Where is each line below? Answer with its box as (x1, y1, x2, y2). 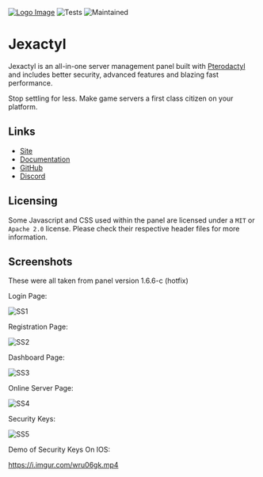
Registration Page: (8, 322, 69, 332)
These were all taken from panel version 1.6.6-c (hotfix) (8, 276, 189, 285)
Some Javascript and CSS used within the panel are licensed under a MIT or (8, 215, 255, 225)
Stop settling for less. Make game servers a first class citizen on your (8, 93, 234, 103)
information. (8, 232, 48, 242)
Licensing (8, 194, 58, 208)
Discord (19, 171, 46, 181)
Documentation (19, 155, 71, 164)
